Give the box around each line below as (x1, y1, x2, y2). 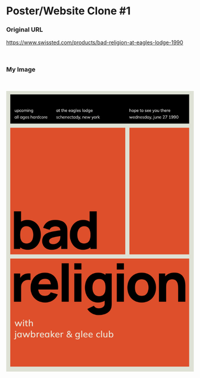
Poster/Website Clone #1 (6, 4, 131, 18)
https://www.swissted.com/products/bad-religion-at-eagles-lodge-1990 (6, 39, 183, 46)
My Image (6, 66, 36, 74)
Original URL (6, 26, 43, 34)
